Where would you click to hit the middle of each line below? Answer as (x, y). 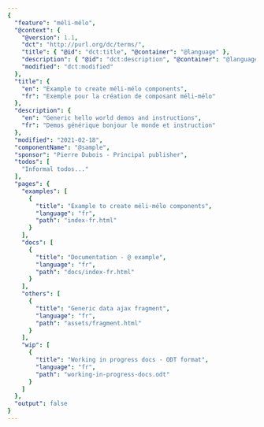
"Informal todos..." (55, 169)
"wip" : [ (36, 345)
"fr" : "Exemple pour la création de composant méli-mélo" (119, 96)
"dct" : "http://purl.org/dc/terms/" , (84, 45)
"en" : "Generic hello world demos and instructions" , (112, 118)
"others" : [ (41, 294)
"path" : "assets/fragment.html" (89, 323)
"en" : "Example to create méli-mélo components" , (105, 89)
